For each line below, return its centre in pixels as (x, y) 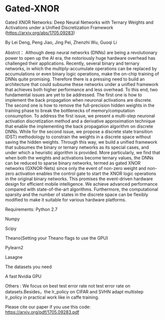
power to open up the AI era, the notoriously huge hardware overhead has (80, 58)
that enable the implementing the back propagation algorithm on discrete (79, 126)
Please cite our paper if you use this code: (48, 307)
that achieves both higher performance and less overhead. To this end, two (82, 89)
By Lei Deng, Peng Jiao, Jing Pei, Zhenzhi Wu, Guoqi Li (61, 42)
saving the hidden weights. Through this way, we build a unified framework (81, 142)
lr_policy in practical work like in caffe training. (52, 297)
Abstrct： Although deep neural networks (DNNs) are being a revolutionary (81, 52)
